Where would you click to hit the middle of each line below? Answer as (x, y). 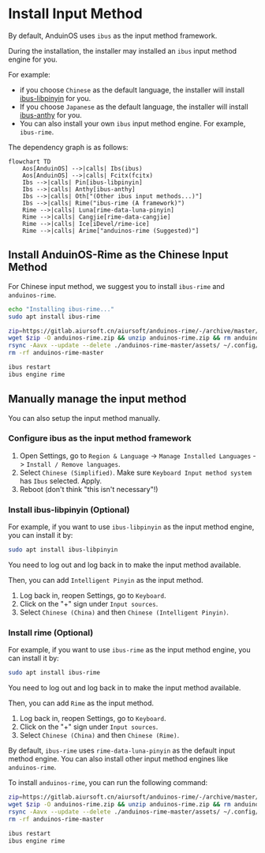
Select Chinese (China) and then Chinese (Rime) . (99, 735)
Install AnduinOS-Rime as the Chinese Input (118, 255)
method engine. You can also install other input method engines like (118, 759)
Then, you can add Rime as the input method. (81, 703)
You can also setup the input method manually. (84, 418)
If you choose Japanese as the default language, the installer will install (134, 107)
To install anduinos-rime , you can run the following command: (108, 783)
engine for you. (33, 59)
